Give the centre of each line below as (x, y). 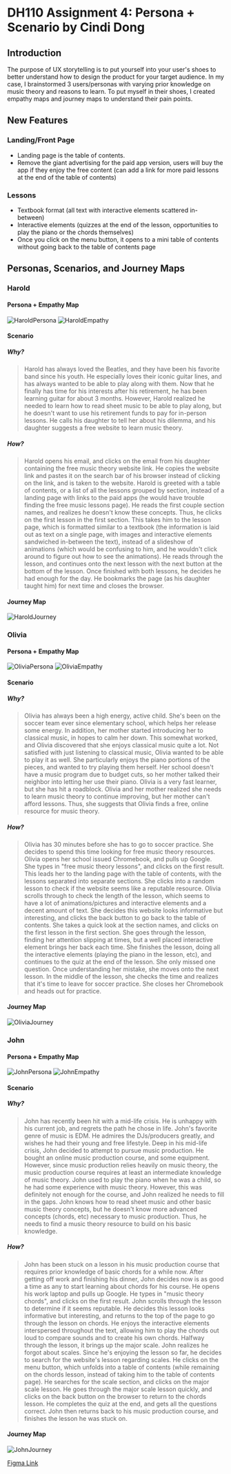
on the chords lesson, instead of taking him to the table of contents (119, 1374)
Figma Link (23, 1463)
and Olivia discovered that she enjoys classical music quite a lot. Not (121, 745)
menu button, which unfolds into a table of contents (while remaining (122, 1367)
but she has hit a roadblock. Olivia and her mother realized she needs (123, 789)
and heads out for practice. (63, 991)
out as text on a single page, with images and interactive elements (118, 535)
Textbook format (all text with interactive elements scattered (103, 210)
